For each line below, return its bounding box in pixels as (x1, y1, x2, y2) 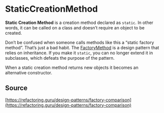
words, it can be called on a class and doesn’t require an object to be (5, 24, 145, 30)
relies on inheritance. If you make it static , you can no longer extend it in (5, 50, 153, 56)
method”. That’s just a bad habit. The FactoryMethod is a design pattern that (5, 45, 160, 50)
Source (5, 84, 28, 92)
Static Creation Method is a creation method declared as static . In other (5, 20, 154, 25)
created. (5, 30, 22, 36)
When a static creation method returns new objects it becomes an (5, 65, 138, 70)
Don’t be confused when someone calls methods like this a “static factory (5, 39, 154, 45)
